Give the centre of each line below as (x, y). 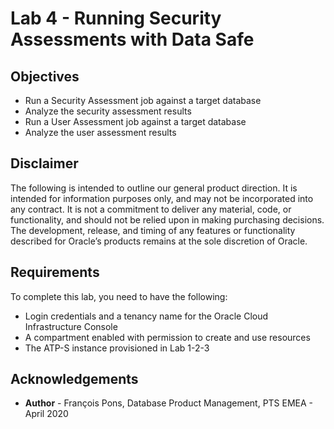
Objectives (45, 76)
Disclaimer (44, 163)
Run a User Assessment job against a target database (135, 121)
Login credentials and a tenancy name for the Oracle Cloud (146, 316)
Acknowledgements (74, 379)
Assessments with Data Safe (132, 39)
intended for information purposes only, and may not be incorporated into (162, 198)
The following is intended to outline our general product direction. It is (154, 188)
